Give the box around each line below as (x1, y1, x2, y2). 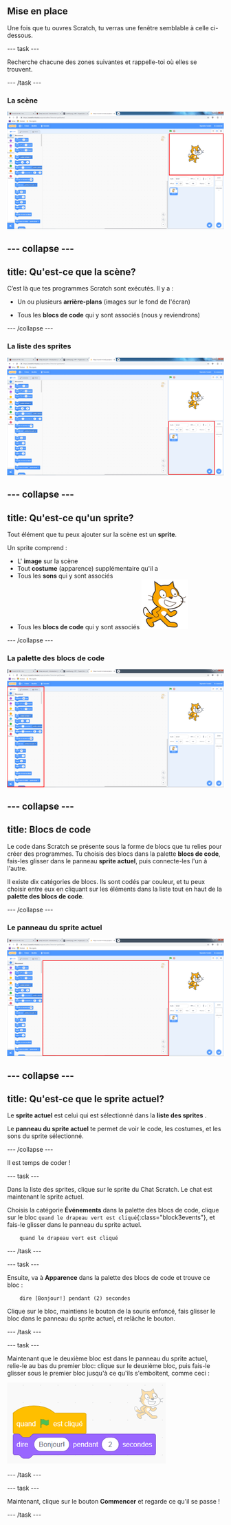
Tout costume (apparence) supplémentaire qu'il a (16, 565, 158, 573)
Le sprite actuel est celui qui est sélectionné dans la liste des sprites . (7, 1111, 207, 1119)
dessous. (7, 31, 33, 39)
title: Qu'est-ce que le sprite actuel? (7, 1093, 165, 1105)
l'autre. (7, 864, 27, 872)
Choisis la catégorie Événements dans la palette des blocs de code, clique (7, 1206, 219, 1214)
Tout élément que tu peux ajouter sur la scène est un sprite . (7, 530, 177, 539)
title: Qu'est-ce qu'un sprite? (7, 512, 134, 524)
